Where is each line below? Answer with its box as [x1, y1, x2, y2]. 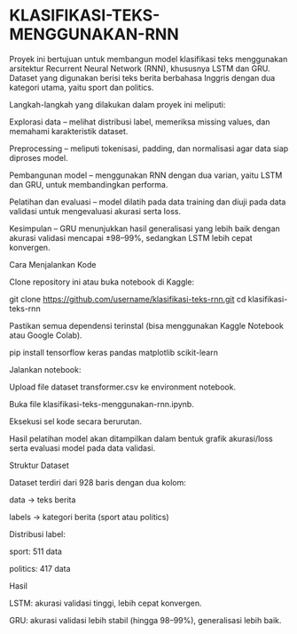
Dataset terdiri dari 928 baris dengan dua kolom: [9, 477, 186, 487]
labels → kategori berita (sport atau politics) [9, 511, 170, 522]
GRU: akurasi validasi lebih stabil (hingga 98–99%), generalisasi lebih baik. [9, 614, 282, 625]
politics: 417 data [9, 563, 71, 574]
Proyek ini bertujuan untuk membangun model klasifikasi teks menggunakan [9, 53, 288, 64]
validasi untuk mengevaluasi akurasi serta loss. [9, 205, 182, 216]
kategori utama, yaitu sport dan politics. [9, 82, 154, 92]
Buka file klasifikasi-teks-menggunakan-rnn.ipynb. [9, 398, 195, 409]
